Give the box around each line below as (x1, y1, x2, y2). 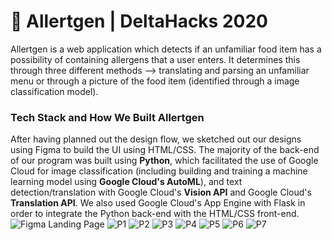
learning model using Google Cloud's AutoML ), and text (10, 176, 243, 188)
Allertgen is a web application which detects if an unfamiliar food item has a (10, 43, 322, 55)
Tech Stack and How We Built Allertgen (10, 110, 205, 124)
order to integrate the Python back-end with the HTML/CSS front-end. (10, 208, 300, 220)
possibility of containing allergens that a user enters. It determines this (10, 53, 301, 65)
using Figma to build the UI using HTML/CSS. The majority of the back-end (10, 144, 320, 156)
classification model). (10, 85, 99, 97)
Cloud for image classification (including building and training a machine (10, 165, 308, 177)
